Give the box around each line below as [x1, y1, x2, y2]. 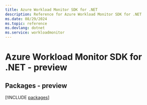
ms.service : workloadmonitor [5, 30, 65, 35]
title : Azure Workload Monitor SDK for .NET [5, 7, 98, 12]
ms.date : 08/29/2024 [5, 16, 48, 21]
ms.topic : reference [5, 21, 48, 26]
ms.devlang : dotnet [5, 26, 45, 31]
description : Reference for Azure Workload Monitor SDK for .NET [5, 12, 142, 17]
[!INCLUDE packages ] [5, 95, 50, 100]
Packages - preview [5, 81, 67, 90]
